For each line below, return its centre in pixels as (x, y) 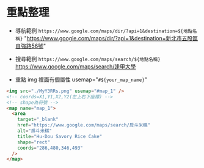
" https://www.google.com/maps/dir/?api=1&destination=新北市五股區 (111, 38)
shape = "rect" (34, 142)
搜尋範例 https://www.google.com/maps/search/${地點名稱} (88, 59)
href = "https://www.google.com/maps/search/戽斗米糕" (84, 125)
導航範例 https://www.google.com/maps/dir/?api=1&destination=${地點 (104, 31)
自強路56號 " (31, 46)
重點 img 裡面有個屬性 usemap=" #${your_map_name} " (81, 79)
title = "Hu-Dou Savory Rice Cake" (60, 136)
